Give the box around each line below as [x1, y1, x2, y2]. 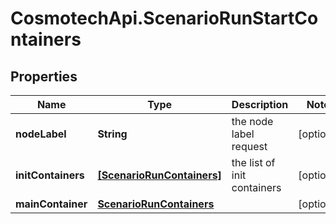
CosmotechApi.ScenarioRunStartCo [10, 7, 319, 30]
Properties [10, 68, 78, 85]
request [231, 140, 268, 153]
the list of [231, 156, 276, 169]
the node [231, 115, 274, 128]
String [97, 127, 128, 141]
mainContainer [15, 197, 88, 211]
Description [231, 98, 289, 111]
